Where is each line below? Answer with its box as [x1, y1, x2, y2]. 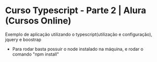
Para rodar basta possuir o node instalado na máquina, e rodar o [12, 46, 144, 52]
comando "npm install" [12, 51, 59, 57]
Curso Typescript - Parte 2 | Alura [5, 5, 147, 16]
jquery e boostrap [5, 37, 41, 42]
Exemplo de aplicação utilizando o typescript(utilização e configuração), [5, 31, 153, 37]
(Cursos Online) [5, 15, 72, 26]
